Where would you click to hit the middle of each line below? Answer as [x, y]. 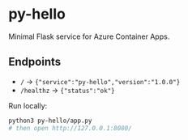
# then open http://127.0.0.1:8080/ [70, 128]
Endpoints [35, 62]
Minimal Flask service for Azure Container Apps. [89, 36]
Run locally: [28, 105]
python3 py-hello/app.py [50, 121]
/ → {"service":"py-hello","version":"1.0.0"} [100, 81]
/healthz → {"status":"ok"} [67, 90]
